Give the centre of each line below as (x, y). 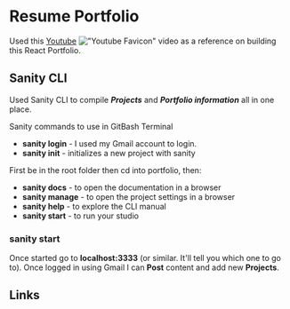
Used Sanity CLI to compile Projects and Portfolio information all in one (142, 99)
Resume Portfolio (74, 16)
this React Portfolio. (45, 50)
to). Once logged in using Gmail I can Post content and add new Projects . (145, 267)
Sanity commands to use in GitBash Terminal (91, 126)
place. (21, 109)
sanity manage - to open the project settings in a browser (129, 196)
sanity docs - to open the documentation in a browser (121, 187)
